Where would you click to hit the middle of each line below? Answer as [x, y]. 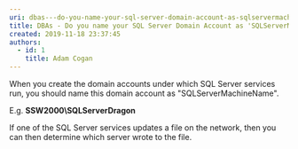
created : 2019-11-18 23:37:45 [65, 34]
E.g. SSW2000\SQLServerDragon [72, 110]
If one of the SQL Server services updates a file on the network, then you [143, 128]
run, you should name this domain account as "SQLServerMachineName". [144, 93]
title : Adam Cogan [59, 59]
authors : [25, 42]
